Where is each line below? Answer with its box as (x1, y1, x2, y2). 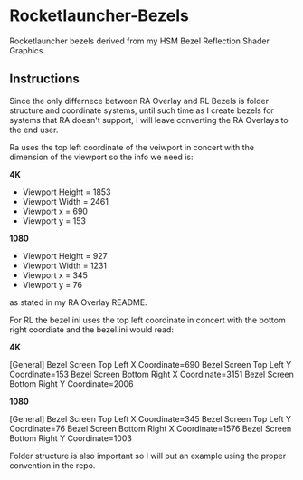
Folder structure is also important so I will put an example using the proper (9, 450, 287, 461)
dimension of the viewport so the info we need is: (9, 151, 194, 162)
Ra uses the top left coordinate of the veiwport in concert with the (9, 141, 255, 152)
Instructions (9, 72, 80, 87)
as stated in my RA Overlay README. (9, 296, 147, 308)
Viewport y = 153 (22, 215, 86, 226)
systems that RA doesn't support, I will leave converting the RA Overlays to (9, 114, 289, 125)
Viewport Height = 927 (22, 250, 108, 261)
